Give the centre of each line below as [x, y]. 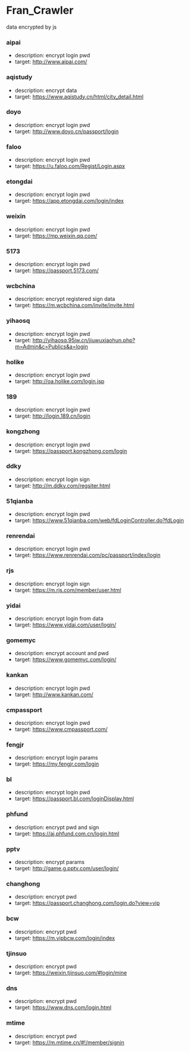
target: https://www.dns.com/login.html [63, 1008]
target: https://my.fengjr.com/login [57, 764]
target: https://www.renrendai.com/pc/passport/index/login [88, 555]
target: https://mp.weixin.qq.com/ [56, 236]
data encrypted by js [32, 27]
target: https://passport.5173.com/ [57, 271]
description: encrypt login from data [59, 618]
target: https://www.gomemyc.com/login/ [66, 659]
